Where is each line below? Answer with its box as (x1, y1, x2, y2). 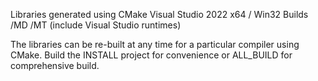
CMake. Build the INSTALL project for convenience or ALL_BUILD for (10, 49, 293, 61)
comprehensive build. (10, 60, 100, 71)
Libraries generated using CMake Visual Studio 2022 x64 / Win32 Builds (10, 9, 309, 20)
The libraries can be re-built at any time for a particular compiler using (10, 39, 300, 50)
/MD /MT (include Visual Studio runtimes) (10, 19, 182, 31)
